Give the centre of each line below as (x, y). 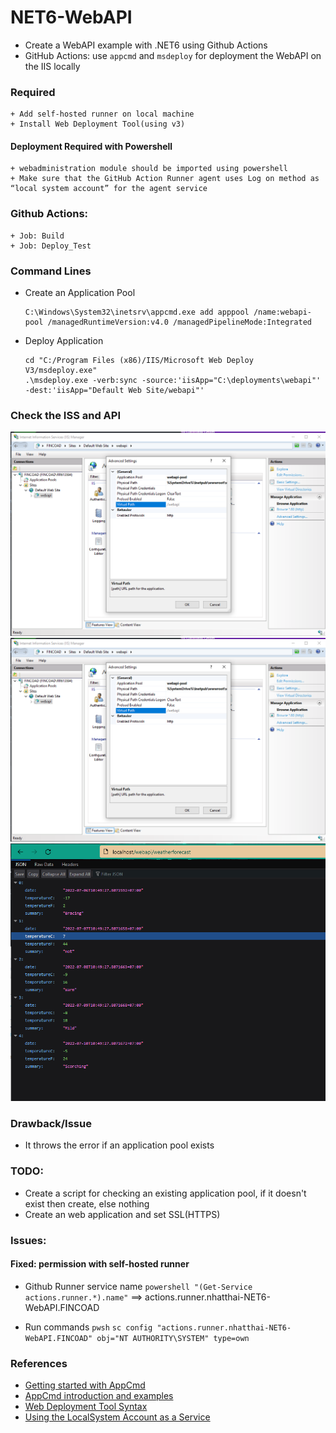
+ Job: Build (37, 236)
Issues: (28, 1240)
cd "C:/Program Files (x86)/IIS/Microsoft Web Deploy (139, 361)
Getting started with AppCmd (85, 1385)
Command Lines (51, 271)
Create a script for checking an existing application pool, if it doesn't (165, 1193)
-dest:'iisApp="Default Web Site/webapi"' (114, 391)
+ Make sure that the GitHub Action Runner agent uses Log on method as (165, 179)
